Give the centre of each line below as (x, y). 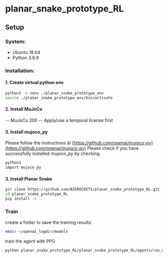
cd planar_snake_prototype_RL (37, 194)
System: (15, 42)
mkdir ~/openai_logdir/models (37, 232)
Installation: (20, 71)
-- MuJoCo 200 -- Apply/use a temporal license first (59, 120)
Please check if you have (113, 148)
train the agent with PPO (30, 241)
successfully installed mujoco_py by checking (52, 154)
